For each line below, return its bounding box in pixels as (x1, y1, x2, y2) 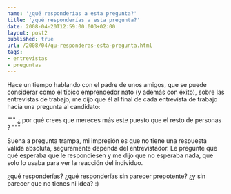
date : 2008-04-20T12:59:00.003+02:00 (7, 23, 116, 30)
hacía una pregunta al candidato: (7, 102, 101, 110)
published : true (7, 36, 54, 43)
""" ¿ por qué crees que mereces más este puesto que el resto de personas (7, 115, 222, 124)
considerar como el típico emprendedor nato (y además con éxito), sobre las (7, 88, 225, 96)
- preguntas (7, 61, 41, 68)
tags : (7, 49, 23, 56)
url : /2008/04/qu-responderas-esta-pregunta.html (7, 42, 153, 49)
